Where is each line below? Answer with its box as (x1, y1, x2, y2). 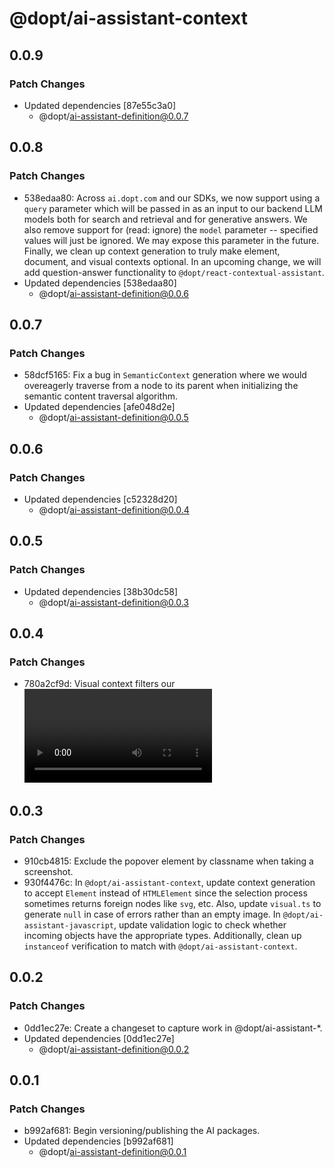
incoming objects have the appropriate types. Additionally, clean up (23, 930, 302, 941)
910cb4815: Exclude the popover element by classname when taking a (23, 855, 314, 867)
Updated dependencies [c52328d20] (23, 493, 178, 505)
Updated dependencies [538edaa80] (23, 277, 177, 289)
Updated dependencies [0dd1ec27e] (23, 1032, 175, 1044)
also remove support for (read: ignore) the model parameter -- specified (23, 223, 319, 236)
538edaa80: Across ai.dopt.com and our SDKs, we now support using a (23, 192, 321, 204)
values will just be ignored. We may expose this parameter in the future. (23, 234, 320, 246)
